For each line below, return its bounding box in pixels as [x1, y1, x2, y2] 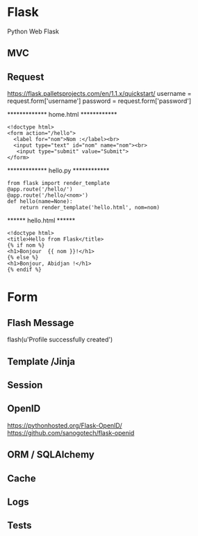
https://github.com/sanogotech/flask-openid [7, 428, 135, 437]
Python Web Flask [7, 27, 59, 35]
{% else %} [7, 254, 39, 261]
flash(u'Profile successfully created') [7, 335, 113, 344]
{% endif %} [7, 266, 42, 273]
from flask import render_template [7, 180, 110, 187]
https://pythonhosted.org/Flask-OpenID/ [7, 421, 123, 430]
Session [7, 379, 43, 391]
